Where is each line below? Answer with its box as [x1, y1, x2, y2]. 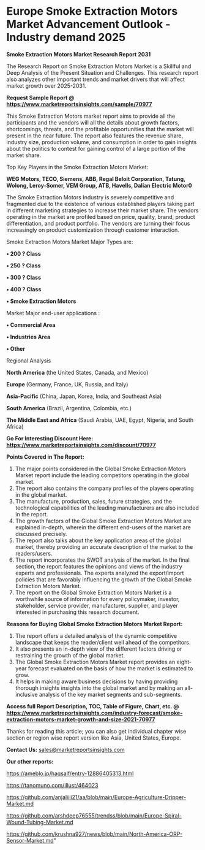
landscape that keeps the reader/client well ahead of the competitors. [15, 638, 191, 646]
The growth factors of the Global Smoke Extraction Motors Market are [15, 517, 192, 524]
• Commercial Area [6, 321, 56, 329]
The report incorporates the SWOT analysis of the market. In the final [15, 556, 190, 564]
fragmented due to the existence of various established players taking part [6, 200, 195, 207]
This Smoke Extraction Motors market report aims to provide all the [6, 112, 176, 120]
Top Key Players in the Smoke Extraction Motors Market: [6, 163, 149, 170]
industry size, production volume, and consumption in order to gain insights [6, 138, 197, 145]
